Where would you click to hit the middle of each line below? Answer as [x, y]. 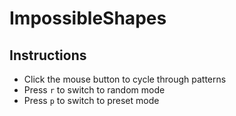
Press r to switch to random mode [94, 90]
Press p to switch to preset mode [91, 100]
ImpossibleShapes [88, 18]
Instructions [48, 55]
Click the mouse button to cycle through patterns [125, 79]
